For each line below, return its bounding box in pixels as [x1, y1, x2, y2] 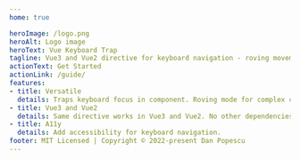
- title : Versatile [9, 86, 82, 96]
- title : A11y [9, 120, 62, 129]
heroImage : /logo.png [9, 28, 90, 38]
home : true [9, 12, 50, 22]
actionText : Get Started [9, 62, 102, 71]
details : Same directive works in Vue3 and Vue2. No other [17, 112, 242, 121]
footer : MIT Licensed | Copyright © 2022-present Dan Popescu [9, 137, 246, 146]
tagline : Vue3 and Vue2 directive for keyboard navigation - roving [9, 54, 270, 63]
